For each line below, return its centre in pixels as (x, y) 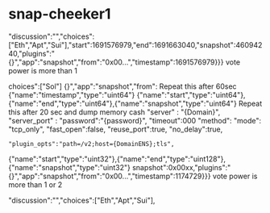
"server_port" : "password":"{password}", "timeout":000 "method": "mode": (135, 120)
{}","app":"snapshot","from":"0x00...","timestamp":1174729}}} (110, 176)
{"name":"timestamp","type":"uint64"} (72, 94)
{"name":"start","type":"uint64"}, (191, 94)
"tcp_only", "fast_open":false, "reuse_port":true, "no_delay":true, (116, 129)
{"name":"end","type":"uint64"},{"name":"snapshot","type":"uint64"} (123, 103)
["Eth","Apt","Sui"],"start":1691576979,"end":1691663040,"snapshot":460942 (135, 44)
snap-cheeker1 (60, 14)
